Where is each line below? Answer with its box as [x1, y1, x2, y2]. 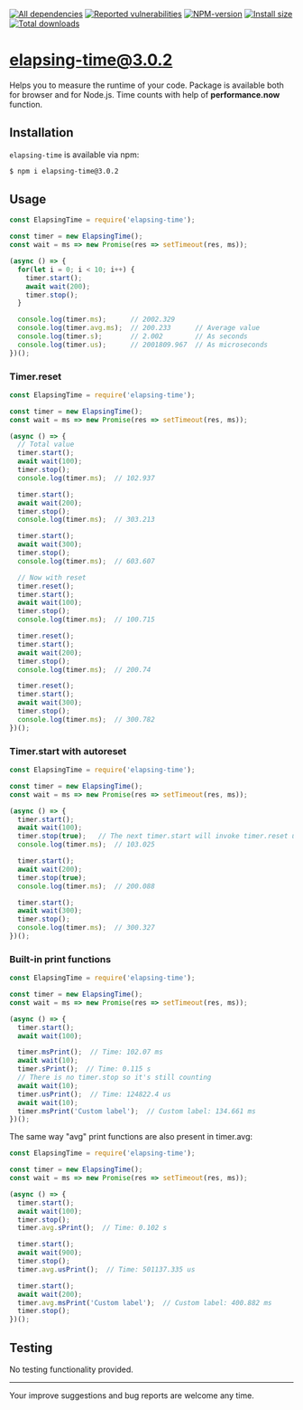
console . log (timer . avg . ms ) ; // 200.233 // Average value [17, 324, 260, 333]
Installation [9, 125, 74, 140]
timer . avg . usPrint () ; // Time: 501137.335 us [17, 1264, 196, 1274]
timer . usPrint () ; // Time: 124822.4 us [17, 1090, 171, 1099]
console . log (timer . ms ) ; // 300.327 [17, 923, 155, 932]
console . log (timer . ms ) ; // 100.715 [17, 615, 155, 624]
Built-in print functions [9, 952, 111, 965]
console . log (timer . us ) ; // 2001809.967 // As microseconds [17, 340, 269, 349]
